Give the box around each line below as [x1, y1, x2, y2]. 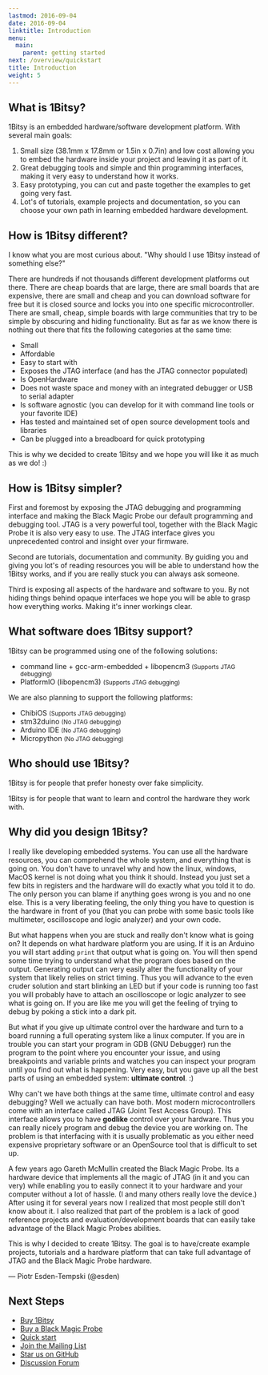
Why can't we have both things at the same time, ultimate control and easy [8, 1088, 254, 1098]
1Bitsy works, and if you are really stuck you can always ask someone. [8, 569, 240, 579]
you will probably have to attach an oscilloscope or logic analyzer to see [8, 989, 246, 999]
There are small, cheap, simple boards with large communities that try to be [8, 308, 258, 318]
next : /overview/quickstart [8, 57, 102, 65]
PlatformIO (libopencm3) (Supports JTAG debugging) [19, 677, 181, 687]
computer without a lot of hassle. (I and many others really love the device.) [8, 1189, 258, 1199]
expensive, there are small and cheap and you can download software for [8, 291, 250, 301]
